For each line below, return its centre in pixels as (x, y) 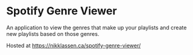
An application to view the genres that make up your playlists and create (96, 27)
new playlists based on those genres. (53, 33)
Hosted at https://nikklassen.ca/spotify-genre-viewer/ (74, 45)
